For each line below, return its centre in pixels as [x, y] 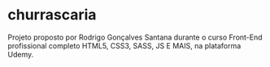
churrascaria [52, 15]
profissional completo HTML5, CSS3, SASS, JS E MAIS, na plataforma [124, 45]
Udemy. [21, 54]
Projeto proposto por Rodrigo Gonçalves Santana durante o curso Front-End [135, 37]
